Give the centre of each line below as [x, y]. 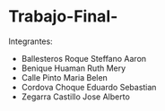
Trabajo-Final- [63, 17]
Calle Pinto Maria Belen [65, 77]
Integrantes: [30, 41]
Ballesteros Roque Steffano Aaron [84, 58]
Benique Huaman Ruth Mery [74, 68]
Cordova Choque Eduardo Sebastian [89, 87]
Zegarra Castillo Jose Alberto [76, 97]
